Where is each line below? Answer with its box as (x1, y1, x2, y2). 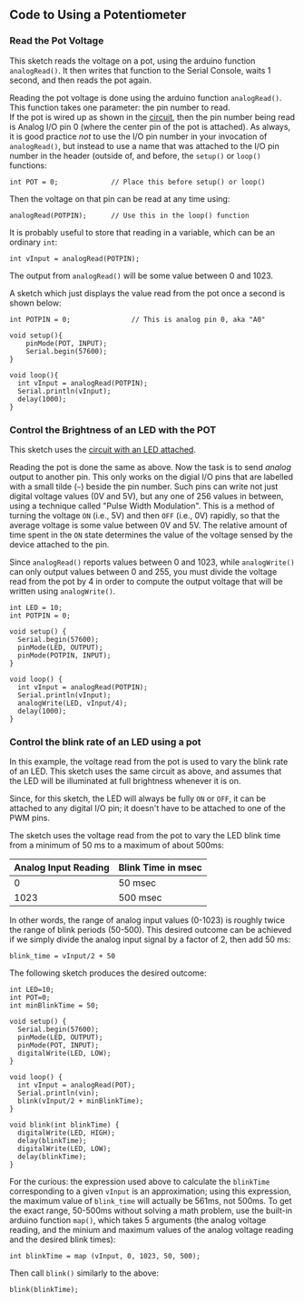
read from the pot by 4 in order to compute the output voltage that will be (9, 576, 283, 586)
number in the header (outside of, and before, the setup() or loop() (9, 150, 261, 161)
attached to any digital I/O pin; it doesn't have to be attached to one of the (9, 803, 286, 814)
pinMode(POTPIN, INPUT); (17, 650, 112, 660)
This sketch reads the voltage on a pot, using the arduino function (9, 55, 256, 66)
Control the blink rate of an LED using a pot (9, 736, 201, 748)
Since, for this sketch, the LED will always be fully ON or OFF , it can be (9, 793, 266, 804)
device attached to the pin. (9, 538, 110, 549)
